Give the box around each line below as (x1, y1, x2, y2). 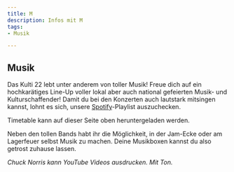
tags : (7, 23, 23, 30)
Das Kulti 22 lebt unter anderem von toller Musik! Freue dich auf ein (7, 80, 202, 89)
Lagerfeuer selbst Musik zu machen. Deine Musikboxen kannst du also (7, 137, 212, 145)
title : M (7, 10, 33, 17)
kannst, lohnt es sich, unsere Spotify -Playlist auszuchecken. (7, 103, 181, 111)
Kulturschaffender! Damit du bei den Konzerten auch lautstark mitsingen (7, 95, 216, 103)
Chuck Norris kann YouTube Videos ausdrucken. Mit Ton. (7, 158, 173, 166)
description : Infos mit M (7, 17, 83, 24)
